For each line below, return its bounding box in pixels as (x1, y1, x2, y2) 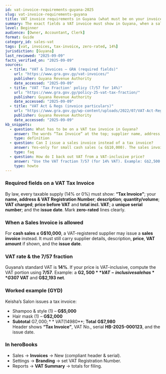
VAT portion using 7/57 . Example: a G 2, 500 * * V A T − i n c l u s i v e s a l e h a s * (5, 270, 155, 276)
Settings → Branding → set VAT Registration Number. (12, 358, 122, 364)
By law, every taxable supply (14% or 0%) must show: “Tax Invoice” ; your (5, 191, 156, 197)
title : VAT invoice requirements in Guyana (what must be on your (5, 16, 145, 21)
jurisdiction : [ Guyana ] (5, 48, 54, 53)
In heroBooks (5, 341, 38, 348)
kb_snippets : (5, 122, 32, 127)
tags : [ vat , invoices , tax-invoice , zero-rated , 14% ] (5, 44, 119, 49)
